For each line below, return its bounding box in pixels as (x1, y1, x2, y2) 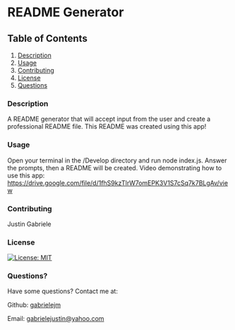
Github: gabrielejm (7, 301, 61, 310)
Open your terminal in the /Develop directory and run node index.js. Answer (7, 156, 227, 165)
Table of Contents (7, 33, 88, 45)
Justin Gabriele (7, 220, 52, 228)
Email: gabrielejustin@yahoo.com (7, 314, 104, 323)
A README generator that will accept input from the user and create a (7, 114, 211, 124)
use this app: (7, 171, 45, 179)
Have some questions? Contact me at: (7, 287, 119, 295)
